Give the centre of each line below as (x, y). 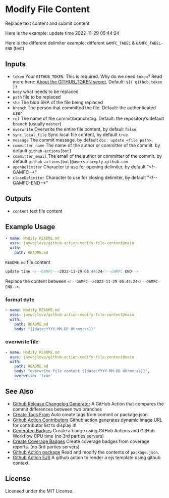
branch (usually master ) (37, 124)
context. (21, 463)
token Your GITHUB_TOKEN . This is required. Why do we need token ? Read (87, 76)
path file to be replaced (37, 97)
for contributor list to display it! (44, 425)
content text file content (37, 211)
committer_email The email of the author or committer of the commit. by (87, 156)
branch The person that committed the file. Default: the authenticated (84, 108)
